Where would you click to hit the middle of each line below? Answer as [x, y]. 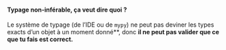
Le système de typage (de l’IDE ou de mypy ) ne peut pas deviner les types [111, 25]
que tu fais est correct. [40, 39]
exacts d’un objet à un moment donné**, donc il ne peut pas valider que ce [113, 32]
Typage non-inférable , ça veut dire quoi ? [67, 10]
